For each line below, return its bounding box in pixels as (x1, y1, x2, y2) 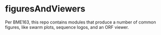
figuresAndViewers (5, 3, 86, 14)
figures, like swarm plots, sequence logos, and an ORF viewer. (5, 24, 129, 30)
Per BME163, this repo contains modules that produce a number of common (5, 19, 156, 25)
